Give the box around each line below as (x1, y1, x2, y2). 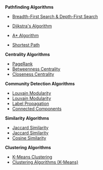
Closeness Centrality (12, 71, 55, 77)
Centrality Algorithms (5, 51, 50, 57)
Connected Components (12, 106, 62, 111)
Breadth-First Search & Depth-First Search (12, 14, 98, 19)
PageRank (12, 61, 33, 66)
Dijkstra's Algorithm (12, 23, 52, 29)
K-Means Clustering (12, 154, 53, 160)
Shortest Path (12, 42, 40, 48)
